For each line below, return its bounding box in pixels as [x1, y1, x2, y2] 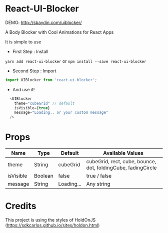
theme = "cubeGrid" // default [14, 101, 75, 106]
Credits [5, 201, 36, 212]
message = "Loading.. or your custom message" [14, 110, 108, 115]
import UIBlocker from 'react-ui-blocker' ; [5, 77, 97, 82]
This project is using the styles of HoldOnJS [5, 217, 96, 223]
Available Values [103, 150, 144, 157]
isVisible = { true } [14, 105, 50, 110]
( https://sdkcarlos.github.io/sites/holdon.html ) [5, 223, 100, 229]
